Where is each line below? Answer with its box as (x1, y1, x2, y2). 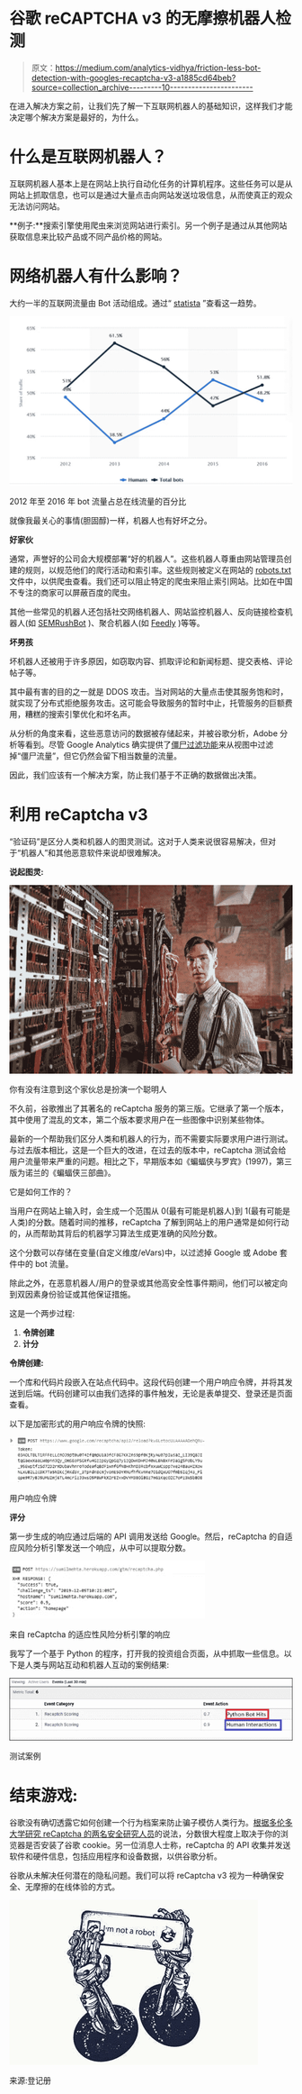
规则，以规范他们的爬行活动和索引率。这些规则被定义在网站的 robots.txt (24, 565, 292, 576)
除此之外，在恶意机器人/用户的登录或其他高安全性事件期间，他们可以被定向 (9, 1278, 289, 1288)
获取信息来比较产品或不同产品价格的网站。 (9, 231, 167, 241)
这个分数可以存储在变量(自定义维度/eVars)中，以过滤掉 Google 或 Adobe (9, 1247, 278, 1258)
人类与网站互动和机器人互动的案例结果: (24, 1660, 170, 1671)
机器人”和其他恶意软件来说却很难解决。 (21, 847, 166, 858)
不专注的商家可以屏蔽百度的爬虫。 (9, 587, 136, 598)
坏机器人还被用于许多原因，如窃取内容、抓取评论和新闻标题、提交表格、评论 (9, 656, 293, 667)
